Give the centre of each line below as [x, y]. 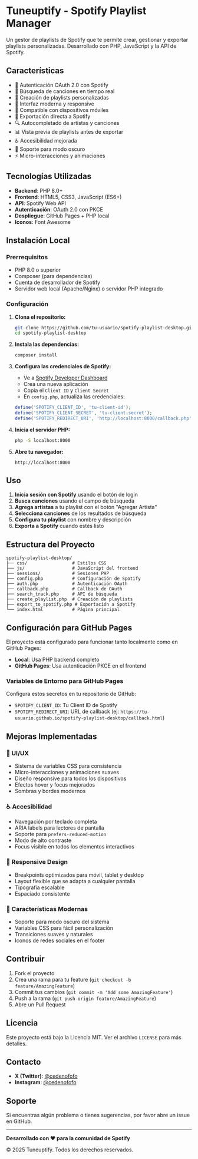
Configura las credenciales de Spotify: [63, 366]
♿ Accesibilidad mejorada [46, 140]
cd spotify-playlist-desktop [50, 333]
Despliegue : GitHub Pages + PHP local [62, 216]
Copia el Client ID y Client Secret [66, 391]
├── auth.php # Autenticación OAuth [67, 584]
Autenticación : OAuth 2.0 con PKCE [59, 209]
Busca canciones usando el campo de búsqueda [74, 501]
